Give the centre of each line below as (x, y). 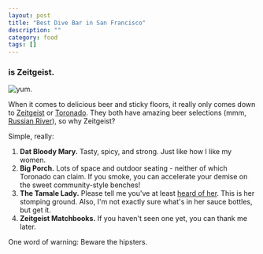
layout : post (30, 15)
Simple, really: (31, 136)
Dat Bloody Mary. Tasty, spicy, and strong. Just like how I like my (126, 152)
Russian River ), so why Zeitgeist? (62, 121)
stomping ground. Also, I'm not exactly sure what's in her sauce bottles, (136, 202)
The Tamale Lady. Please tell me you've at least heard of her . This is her (137, 193)
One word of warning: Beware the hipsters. (78, 242)
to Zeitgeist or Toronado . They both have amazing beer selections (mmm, (127, 113)
